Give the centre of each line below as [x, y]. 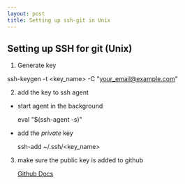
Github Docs [35, 174]
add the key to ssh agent [53, 92]
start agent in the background [60, 106]
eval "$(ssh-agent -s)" [50, 120]
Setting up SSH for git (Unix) [70, 49]
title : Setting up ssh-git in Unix [59, 20]
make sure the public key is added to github [80, 160]
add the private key [45, 133]
